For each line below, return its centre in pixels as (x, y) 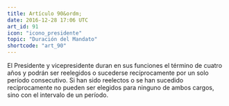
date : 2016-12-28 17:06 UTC (48, 20)
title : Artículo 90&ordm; (44, 14)
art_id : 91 (23, 26)
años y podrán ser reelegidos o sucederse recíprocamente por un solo (108, 73)
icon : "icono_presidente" (44, 33)
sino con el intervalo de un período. (58, 95)
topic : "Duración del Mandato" (52, 39)
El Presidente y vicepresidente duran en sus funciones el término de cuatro (115, 65)
